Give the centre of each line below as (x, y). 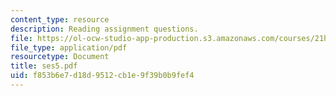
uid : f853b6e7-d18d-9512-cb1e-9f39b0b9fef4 (102, 76)
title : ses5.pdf (44, 66)
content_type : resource (60, 19)
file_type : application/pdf (69, 47)
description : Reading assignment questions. (104, 29)
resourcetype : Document (60, 57)
